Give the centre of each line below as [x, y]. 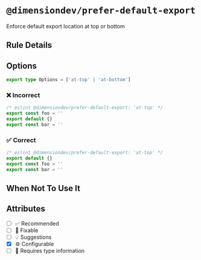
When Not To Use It [43, 188]
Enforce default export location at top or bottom [65, 26]
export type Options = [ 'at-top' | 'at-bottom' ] [69, 80]
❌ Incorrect [23, 95]
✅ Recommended [37, 223]
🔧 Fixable [27, 230]
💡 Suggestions [33, 237]
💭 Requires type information [50, 251]
